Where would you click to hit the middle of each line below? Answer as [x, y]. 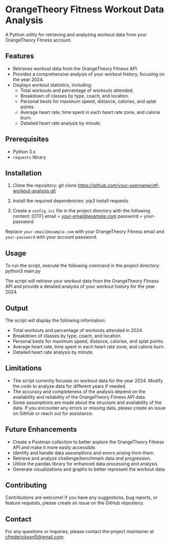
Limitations [23, 368]
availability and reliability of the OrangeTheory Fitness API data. [79, 397]
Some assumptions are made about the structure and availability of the [87, 402]
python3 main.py [23, 271]
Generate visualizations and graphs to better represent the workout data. [89, 469]
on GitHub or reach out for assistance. [53, 413]
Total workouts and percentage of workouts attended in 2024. [78, 330]
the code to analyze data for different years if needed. [69, 386]
